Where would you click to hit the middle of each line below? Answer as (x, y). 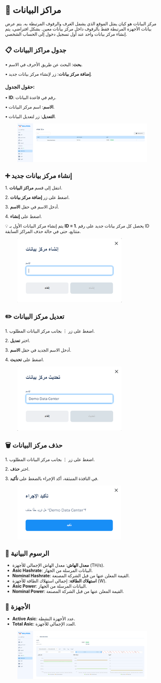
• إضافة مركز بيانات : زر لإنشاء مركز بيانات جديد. (48, 74)
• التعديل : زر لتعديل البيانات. (31, 117)
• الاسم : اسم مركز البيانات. (30, 107)
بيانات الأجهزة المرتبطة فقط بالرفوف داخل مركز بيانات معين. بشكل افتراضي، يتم (78, 29)
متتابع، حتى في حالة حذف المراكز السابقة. (43, 231)
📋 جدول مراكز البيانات (36, 50)
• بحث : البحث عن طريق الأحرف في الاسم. (44, 64)
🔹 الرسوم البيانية (27, 553)
